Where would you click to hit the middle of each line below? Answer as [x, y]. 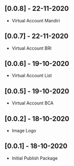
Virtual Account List [32, 76]
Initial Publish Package [35, 158]
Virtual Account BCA [33, 103]
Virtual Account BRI [32, 48]
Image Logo [24, 131]
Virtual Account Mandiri [36, 20]
